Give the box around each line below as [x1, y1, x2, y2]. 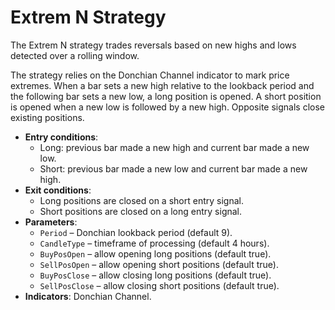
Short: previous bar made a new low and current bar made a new [39, 162, 308, 175]
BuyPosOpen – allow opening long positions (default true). [39, 247, 272, 260]
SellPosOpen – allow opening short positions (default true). [39, 258, 279, 270]
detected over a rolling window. [10, 49, 140, 61]
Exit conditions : [24, 184, 92, 196]
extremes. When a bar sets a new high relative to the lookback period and [10, 79, 315, 91]
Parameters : [24, 216, 78, 228]
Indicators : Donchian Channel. [24, 290, 152, 302]
